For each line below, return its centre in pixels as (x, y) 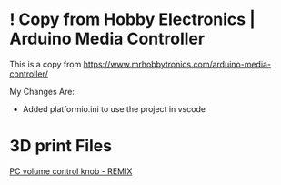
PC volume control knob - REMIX (71, 171)
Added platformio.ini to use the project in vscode (114, 108)
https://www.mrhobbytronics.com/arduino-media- (177, 64)
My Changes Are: (42, 91)
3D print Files (60, 146)
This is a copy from (45, 64)
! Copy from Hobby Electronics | (133, 20)
